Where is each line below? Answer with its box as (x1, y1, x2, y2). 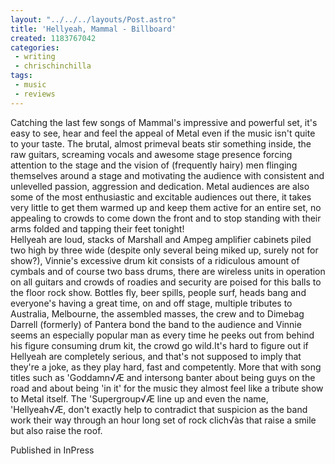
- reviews (14, 89, 56, 99)
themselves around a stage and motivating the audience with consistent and (10, 169, 325, 181)
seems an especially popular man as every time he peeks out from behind (10, 329, 315, 341)
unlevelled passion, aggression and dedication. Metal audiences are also (10, 180, 310, 192)
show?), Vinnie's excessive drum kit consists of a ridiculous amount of (10, 254, 300, 266)
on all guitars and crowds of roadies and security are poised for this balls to (10, 276, 322, 288)
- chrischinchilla (14, 61, 92, 71)
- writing (14, 52, 56, 62)
